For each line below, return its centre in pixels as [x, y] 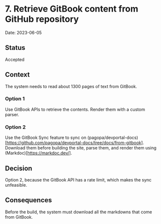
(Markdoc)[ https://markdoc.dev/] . [39, 153]
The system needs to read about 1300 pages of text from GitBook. [71, 86]
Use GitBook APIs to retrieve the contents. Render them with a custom [75, 109]
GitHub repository [42, 19]
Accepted [15, 60]
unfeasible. [16, 185]
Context [17, 75]
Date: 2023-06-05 [24, 32]
